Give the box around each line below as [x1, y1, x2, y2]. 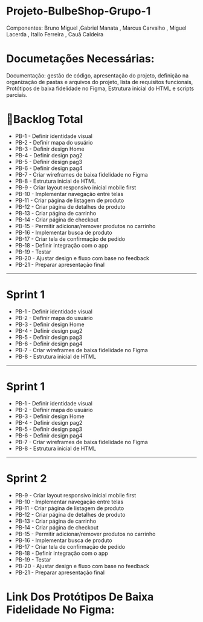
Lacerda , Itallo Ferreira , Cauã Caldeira [6, 30, 104, 38]
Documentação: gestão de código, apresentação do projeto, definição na [6, 71, 189, 79]
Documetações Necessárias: [6, 52, 155, 66]
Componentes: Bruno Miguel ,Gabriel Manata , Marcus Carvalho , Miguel [6, 24, 187, 31]
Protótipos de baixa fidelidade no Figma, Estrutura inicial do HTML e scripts [6, 85, 195, 92]
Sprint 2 [6, 471, 47, 485]
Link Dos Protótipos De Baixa [6, 590, 154, 603]
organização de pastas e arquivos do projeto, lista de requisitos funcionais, [6, 78, 193, 85]
